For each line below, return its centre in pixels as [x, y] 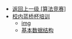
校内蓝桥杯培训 [31, 16]
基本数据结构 [37, 30]
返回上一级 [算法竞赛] [39, 9]
